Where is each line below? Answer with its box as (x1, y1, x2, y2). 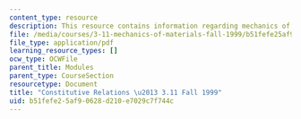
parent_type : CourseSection (9, 72, 115, 81)
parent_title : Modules (9, 64, 94, 72)
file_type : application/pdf (9, 38, 115, 47)
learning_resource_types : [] (9, 47, 118, 55)
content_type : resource (9, 13, 99, 22)
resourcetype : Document (9, 80, 99, 89)
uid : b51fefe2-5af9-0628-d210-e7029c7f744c (9, 96, 175, 106)
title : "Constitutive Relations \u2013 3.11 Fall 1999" (9, 88, 222, 97)
